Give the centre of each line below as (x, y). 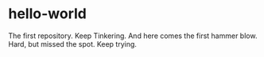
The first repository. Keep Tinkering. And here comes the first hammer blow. (133, 36)
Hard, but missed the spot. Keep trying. (73, 44)
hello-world (48, 14)
